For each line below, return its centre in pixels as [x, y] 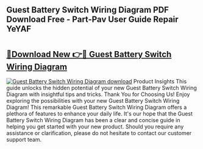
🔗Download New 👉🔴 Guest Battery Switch [89, 54]
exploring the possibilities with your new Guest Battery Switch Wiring [93, 101]
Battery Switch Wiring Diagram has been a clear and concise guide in [93, 120]
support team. [24, 140]
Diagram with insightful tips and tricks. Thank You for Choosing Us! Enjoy [98, 94]
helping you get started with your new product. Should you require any [95, 126]
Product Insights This [160, 81]
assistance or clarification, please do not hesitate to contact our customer [99, 133]
